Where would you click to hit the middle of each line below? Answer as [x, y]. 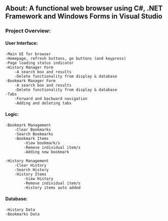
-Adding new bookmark [47, 152]
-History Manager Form [29, 67]
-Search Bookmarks [34, 134]
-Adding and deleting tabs [43, 103]
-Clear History [31, 165]
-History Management [27, 161]
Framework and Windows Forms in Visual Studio [84, 17]
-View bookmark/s [42, 143]
